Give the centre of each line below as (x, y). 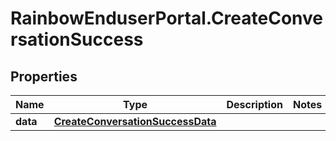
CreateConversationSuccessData (135, 121)
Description (254, 104)
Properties (44, 76)
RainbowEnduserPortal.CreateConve (166, 18)
